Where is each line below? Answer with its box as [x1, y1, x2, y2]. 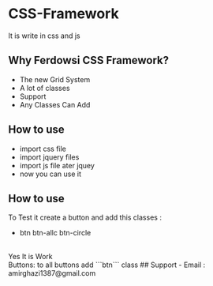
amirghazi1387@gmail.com [8, 269, 96, 278]
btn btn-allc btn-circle [19, 228, 92, 238]
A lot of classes [19, 83, 70, 92]
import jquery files [19, 152, 80, 162]
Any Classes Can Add [19, 100, 91, 109]
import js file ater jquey [19, 160, 95, 170]
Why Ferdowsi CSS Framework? [8, 54, 170, 67]
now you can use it [19, 169, 81, 179]
